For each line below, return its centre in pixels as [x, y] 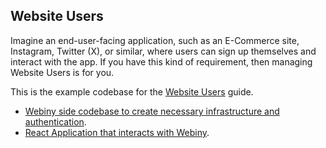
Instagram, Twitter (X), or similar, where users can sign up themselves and [163, 51]
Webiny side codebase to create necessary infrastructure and [152, 111]
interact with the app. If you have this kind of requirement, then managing [161, 61]
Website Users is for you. [62, 72]
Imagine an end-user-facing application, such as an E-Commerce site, [155, 40]
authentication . [55, 121]
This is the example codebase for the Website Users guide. [132, 91]
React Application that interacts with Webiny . [117, 132]
